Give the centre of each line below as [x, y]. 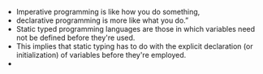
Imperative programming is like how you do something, [108, 12]
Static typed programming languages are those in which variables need [136, 29]
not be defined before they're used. [75, 37]
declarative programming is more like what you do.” [102, 20]
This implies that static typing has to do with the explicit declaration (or [134, 46]
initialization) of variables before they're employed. [101, 55]
